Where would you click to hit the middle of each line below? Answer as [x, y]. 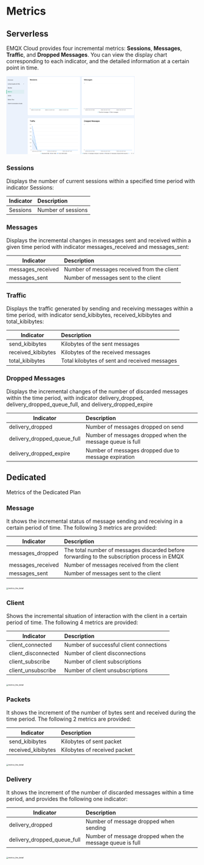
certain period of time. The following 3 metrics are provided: [82, 528]
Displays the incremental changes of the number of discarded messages [97, 391]
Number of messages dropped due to [133, 450]
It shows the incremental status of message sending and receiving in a [95, 521]
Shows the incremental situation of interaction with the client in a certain [97, 616]
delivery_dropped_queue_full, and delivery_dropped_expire [80, 404]
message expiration [110, 457]
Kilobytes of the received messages [106, 352]
